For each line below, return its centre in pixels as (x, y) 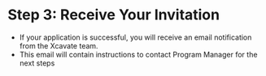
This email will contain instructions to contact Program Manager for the (138, 54)
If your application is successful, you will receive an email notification (135, 37)
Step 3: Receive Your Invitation (114, 15)
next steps (37, 63)
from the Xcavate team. (59, 45)
